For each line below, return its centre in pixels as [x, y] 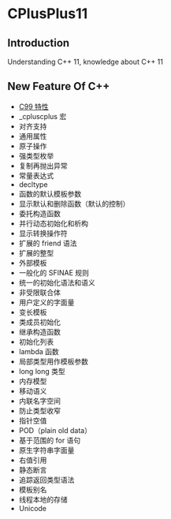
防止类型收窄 [39, 410]
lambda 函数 [39, 351]
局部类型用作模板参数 [53, 361]
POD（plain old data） [55, 430]
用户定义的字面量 [46, 302]
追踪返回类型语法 [46, 480]
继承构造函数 [39, 331]
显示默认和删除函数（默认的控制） [74, 203]
